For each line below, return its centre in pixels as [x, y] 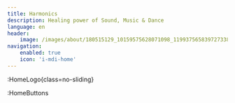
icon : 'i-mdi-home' [48, 60]
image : [29, 40]
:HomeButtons [28, 92]
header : [19, 33]
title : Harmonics [33, 14]
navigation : [24, 46]
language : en [26, 27]
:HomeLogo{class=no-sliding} [51, 79]
